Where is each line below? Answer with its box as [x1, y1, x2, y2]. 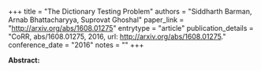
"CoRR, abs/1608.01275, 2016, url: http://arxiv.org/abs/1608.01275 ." [8, 32, 226, 41]
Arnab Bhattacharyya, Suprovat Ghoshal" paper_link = [8, 15, 185, 24]
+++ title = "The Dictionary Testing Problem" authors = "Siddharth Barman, [8, 7, 252, 16]
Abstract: [8, 55, 40, 65]
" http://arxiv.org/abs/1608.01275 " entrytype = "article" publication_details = [8, 24, 254, 32]
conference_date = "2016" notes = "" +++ [8, 40, 144, 50]
